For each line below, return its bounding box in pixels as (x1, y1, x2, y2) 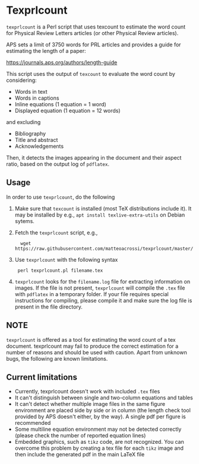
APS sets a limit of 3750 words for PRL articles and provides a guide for (6, 41, 181, 48)
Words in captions (14, 94, 59, 101)
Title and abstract (14, 136, 58, 143)
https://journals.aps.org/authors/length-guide (6, 59, 118, 66)
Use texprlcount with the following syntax (14, 256, 118, 263)
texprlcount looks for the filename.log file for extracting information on (14, 278, 191, 285)
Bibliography (14, 130, 46, 137)
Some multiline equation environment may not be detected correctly (14, 425, 182, 433)
